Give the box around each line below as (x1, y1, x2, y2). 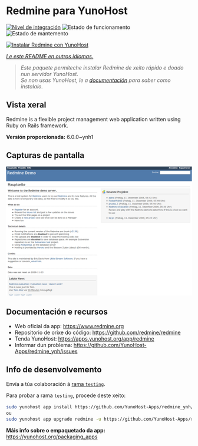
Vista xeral (6, 100, 47, 110)
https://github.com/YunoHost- (73, 341, 147, 348)
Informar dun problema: (14, 341, 72, 348)
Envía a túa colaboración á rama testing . (6, 380, 105, 387)
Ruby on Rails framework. (6, 122, 69, 129)
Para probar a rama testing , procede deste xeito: (6, 392, 126, 399)
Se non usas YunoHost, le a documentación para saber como (20, 77, 171, 84)
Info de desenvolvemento (6, 365, 102, 375)
